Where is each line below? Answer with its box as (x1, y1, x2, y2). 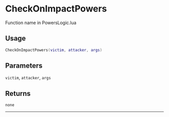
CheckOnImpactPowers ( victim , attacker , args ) (5, 47, 102, 53)
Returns (5, 89, 31, 98)
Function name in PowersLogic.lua (5, 20, 76, 26)
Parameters (5, 61, 43, 70)
